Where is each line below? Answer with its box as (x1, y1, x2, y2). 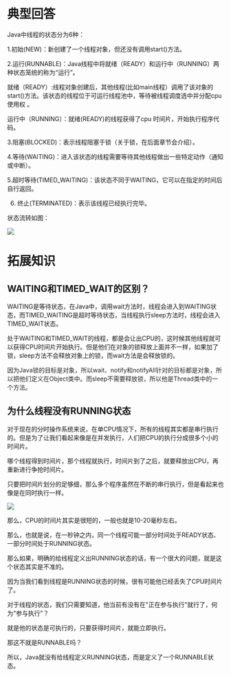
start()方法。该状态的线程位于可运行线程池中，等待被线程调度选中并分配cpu (7, 91, 222, 100)
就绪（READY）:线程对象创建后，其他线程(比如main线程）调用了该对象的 (7, 83, 214, 91)
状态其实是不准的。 (12, 562, 67, 571)
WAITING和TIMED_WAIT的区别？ (7, 283, 150, 295)
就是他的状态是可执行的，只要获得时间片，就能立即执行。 (7, 624, 170, 632)
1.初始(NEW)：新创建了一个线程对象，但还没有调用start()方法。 (7, 45, 186, 53)
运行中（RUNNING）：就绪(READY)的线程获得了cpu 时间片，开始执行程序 (7, 114, 214, 123)
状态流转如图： (7, 213, 49, 222)
